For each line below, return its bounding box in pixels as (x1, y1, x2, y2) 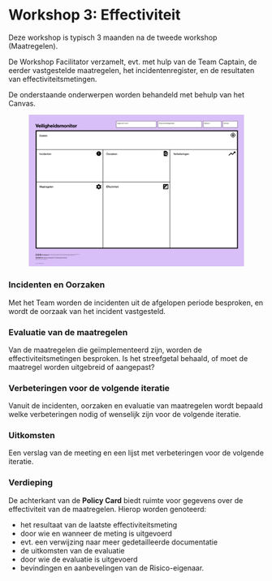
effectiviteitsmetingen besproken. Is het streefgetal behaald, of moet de (8, 353, 248, 363)
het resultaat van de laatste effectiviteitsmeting (19, 519, 178, 529)
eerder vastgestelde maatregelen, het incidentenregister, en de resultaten (8, 65, 255, 75)
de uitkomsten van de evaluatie (19, 545, 125, 555)
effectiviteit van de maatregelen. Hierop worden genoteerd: (8, 504, 207, 514)
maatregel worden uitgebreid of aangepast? (8, 362, 155, 372)
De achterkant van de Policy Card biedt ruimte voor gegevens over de (8, 495, 244, 505)
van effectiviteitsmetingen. (8, 74, 97, 84)
